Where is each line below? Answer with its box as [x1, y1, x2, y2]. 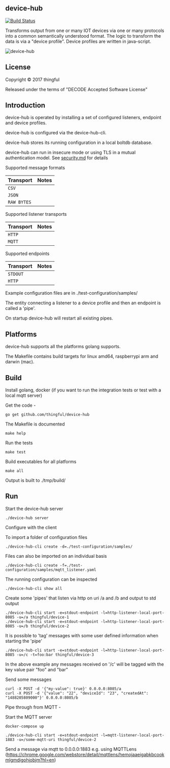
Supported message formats [5, 165, 65, 171]
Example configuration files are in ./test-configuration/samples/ [5, 290, 138, 296]
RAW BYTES [8, 200, 31, 205]
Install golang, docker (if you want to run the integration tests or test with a [5, 387, 161, 393]
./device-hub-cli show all [5, 586, 62, 591]
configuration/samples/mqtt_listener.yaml [5, 567, 96, 572]
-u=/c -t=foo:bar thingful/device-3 [16, 652, 94, 657]
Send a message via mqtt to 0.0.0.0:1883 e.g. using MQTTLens [5, 746, 137, 752]
